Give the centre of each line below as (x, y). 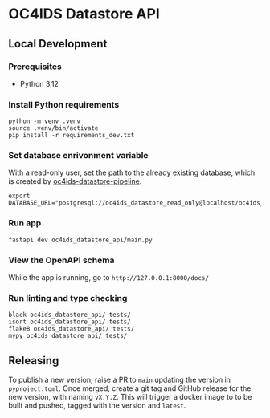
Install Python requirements (64, 104)
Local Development (58, 44)
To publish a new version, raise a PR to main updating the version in (120, 380)
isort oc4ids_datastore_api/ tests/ (70, 322)
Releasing (34, 361)
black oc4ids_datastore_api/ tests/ (70, 315)
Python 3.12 (39, 83)
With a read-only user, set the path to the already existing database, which (132, 172)
